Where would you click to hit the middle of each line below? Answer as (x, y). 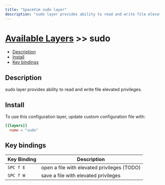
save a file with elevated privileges (81, 175)
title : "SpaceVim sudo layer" (36, 10)
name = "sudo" (24, 130)
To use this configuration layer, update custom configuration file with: (75, 117)
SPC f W (16, 175)
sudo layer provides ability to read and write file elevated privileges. (74, 90)
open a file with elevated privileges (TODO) (91, 167)
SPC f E (16, 167)
